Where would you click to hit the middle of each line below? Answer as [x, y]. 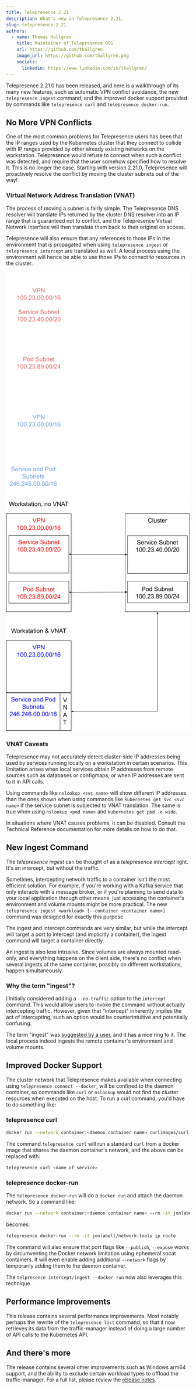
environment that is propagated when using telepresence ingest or [87, 244]
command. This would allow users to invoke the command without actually [96, 1005]
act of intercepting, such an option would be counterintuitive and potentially [97, 1017]
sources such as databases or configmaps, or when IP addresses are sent [95, 775]
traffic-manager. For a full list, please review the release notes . [81, 1380]
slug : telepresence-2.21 [36, 25]
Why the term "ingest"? [41, 986]
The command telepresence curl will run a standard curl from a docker [93, 1144]
